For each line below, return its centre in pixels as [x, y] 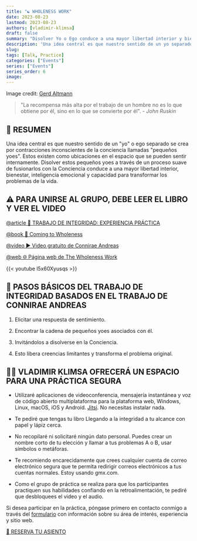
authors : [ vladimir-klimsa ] [40, 28]
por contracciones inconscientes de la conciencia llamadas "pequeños [91, 149]
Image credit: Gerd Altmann [39, 94]
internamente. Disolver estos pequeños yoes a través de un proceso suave [96, 162]
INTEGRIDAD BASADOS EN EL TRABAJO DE [87, 296]
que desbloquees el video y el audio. [59, 496]
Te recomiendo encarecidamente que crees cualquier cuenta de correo [101, 460]
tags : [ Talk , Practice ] [35, 55]
